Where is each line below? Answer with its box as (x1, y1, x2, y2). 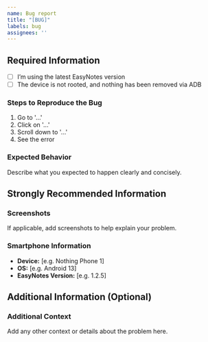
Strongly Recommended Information (7, 188, 167, 199)
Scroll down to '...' (16, 128, 68, 136)
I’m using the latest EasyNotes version (16, 73, 126, 81)
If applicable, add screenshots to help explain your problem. (7, 224, 177, 232)
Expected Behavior (7, 152, 72, 162)
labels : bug (7, 23, 41, 29)
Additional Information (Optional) (7, 291, 152, 303)
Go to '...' (16, 114, 43, 122)
